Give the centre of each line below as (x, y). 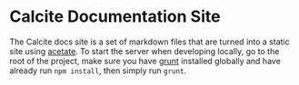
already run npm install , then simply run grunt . (98, 71)
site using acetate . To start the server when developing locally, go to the (145, 51)
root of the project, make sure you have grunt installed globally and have (145, 61)
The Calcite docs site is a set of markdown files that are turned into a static (149, 42)
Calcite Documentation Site (115, 17)
